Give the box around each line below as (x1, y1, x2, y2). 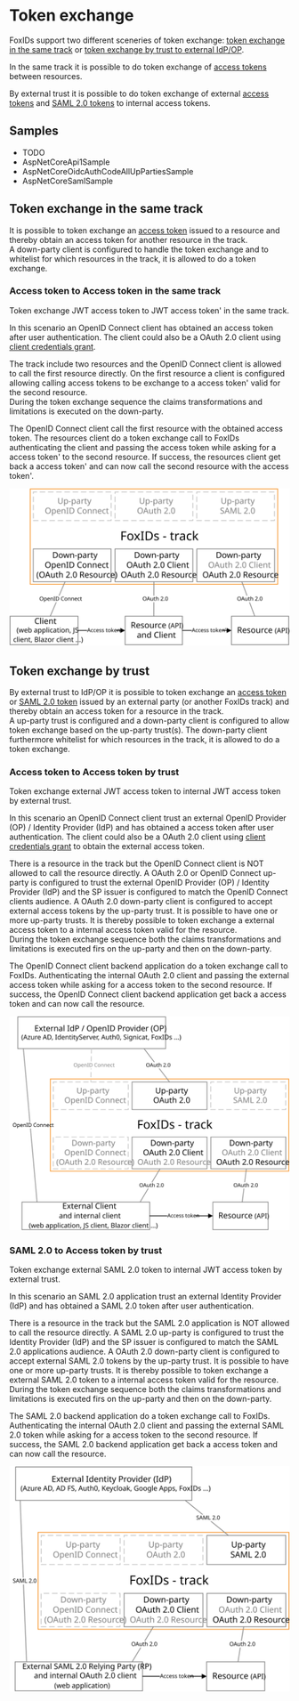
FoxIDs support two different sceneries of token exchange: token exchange (9, 35, 286, 45)
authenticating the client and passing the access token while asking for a (9, 441, 277, 452)
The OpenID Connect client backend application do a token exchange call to (9, 960, 288, 971)
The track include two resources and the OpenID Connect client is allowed (9, 358, 282, 369)
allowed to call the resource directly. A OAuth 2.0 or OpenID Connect (9, 868, 262, 879)
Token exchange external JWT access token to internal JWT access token (9, 786, 281, 797)
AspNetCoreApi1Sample (21, 157, 110, 167)
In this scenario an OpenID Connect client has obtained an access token (9, 322, 274, 333)
